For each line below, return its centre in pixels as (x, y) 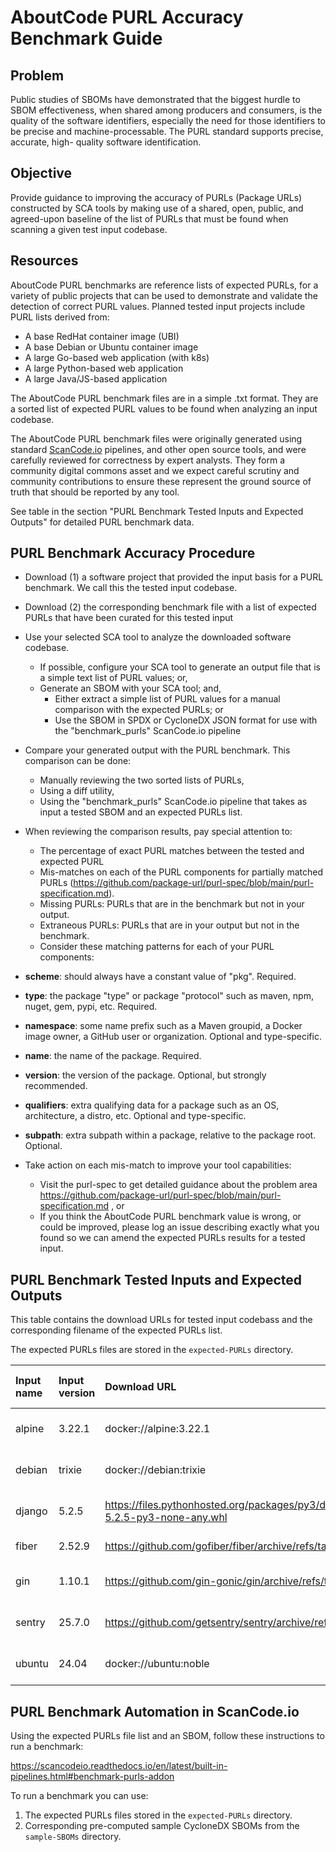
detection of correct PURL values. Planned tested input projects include (158, 306)
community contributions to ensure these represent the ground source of (161, 481)
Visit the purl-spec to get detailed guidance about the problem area (178, 1185)
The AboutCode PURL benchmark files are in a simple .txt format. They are (164, 398)
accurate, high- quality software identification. (106, 142)
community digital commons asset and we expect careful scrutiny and (155, 470)
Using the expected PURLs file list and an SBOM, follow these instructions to (167, 1736)
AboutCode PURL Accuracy (127, 17)
